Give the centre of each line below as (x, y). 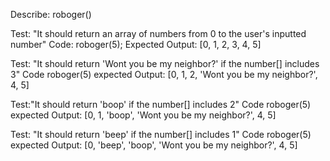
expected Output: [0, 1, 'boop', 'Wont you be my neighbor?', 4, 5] (143, 115)
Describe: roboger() (51, 14)
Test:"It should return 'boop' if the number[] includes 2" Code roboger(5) (161, 104)
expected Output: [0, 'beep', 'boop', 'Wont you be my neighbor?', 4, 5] (154, 145)
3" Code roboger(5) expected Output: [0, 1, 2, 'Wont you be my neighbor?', (164, 74)
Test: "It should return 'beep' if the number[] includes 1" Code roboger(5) (161, 134)
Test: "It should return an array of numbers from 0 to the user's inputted (158, 33)
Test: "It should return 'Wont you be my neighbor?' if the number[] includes (165, 63)
